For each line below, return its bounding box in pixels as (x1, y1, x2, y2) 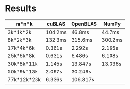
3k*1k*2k (7, 29, 32, 36)
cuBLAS (46, 20, 66, 27)
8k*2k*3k (7, 36, 32, 43)
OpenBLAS (71, 20, 97, 27)
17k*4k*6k (7, 44, 35, 51)
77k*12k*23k (7, 76, 41, 83)
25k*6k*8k (7, 52, 35, 59)
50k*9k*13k (7, 68, 38, 75)
